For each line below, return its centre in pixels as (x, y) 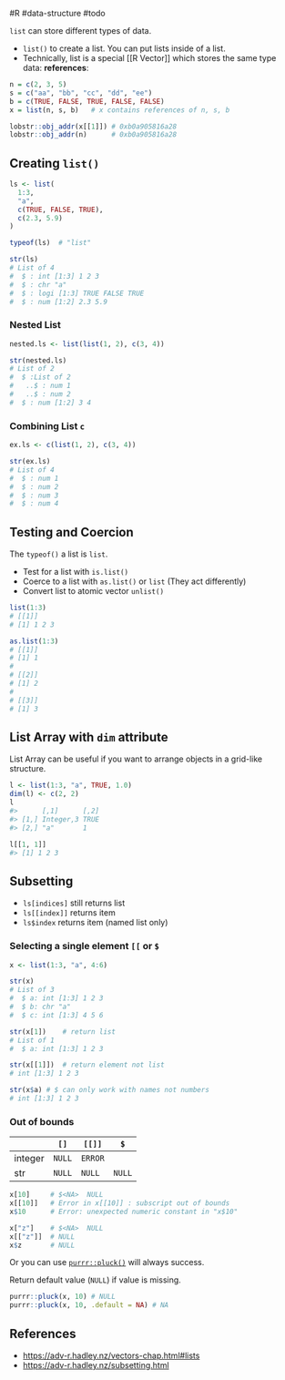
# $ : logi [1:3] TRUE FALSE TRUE (77, 293)
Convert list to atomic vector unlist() (93, 591)
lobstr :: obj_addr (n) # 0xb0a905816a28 (93, 135)
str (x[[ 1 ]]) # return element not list (87, 1065)
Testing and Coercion (71, 532)
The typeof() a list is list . (59, 554)
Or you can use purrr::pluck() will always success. (107, 1262)
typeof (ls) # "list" (51, 243)
